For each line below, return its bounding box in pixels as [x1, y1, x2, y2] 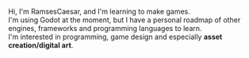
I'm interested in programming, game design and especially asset [8, 32, 223, 41]
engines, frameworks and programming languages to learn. [8, 24, 202, 33]
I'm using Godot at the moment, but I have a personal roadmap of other [8, 15, 241, 25]
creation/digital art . [8, 41, 74, 50]
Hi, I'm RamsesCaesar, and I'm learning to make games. [8, 7, 190, 16]
